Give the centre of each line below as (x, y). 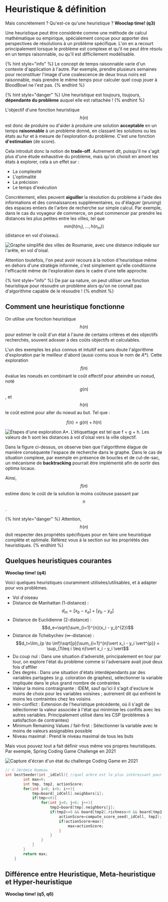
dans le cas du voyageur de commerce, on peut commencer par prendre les (84, 213)
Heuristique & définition (56, 9)
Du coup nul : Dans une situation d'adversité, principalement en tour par (86, 657)
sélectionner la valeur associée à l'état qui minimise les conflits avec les (86, 710)
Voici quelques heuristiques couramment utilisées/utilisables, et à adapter (81, 582)
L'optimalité (24, 177)
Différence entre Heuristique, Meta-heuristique (80, 874)
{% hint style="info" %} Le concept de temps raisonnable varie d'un (75, 64)
